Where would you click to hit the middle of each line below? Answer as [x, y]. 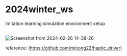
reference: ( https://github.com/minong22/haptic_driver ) [64, 48]
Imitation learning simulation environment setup [55, 23]
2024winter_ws [39, 9]
